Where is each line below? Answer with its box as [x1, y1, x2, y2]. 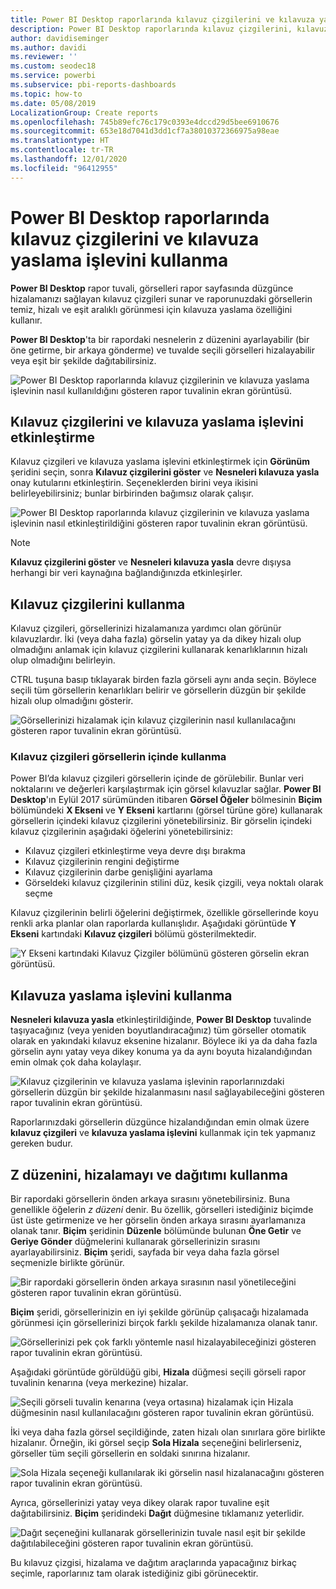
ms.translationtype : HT [10, 136, 110, 146]
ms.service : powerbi [10, 71, 97, 81]
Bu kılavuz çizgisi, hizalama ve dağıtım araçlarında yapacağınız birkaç [10, 1557, 298, 1569]
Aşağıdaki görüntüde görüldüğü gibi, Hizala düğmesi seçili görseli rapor [10, 1366, 307, 1378]
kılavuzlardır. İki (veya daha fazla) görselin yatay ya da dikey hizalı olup [10, 633, 302, 645]
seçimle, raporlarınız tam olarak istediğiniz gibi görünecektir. [10, 1567, 259, 1580]
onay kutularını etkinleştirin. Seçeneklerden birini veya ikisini [10, 477, 258, 489]
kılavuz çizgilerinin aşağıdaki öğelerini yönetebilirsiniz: [10, 826, 233, 838]
